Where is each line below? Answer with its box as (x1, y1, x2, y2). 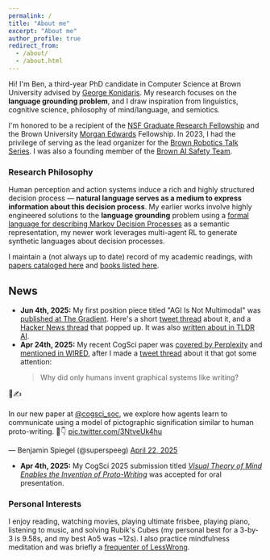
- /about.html (15, 57, 63, 65)
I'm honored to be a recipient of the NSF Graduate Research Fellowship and (8, 120, 260, 130)
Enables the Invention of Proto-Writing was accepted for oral (19, 469, 222, 479)
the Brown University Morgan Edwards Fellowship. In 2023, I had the (8, 128, 236, 138)
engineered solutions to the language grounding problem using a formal (8, 211, 250, 221)
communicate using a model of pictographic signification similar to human (8, 417, 254, 427)
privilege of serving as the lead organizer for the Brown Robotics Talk (8, 137, 239, 147)
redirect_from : (8, 42, 60, 50)
